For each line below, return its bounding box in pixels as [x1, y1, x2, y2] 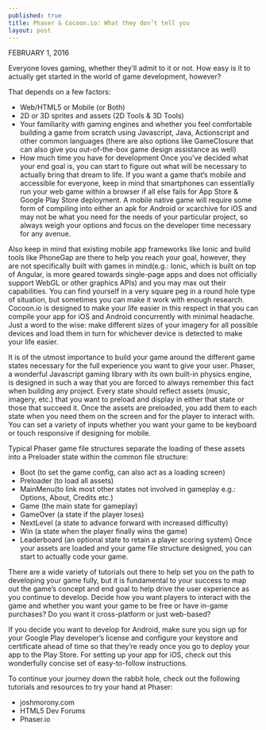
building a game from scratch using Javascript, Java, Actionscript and [19, 128, 249, 137]
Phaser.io [19, 715, 51, 724]
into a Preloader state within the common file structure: [8, 452, 189, 462]
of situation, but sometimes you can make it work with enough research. [8, 295, 245, 305]
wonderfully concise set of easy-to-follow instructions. [8, 659, 188, 668]
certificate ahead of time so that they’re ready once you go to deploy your [8, 642, 250, 651]
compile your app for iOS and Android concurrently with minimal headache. [8, 312, 255, 321]
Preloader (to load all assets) [19, 476, 114, 486]
